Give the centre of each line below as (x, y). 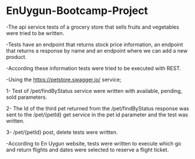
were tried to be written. (35, 33)
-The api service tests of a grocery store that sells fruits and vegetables (93, 27)
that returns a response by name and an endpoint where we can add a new (97, 50)
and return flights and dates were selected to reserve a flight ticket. (88, 150)
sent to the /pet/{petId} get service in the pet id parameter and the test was (97, 115)
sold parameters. (27, 97)
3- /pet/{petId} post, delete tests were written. (62, 132)
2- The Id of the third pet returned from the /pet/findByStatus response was (97, 108)
